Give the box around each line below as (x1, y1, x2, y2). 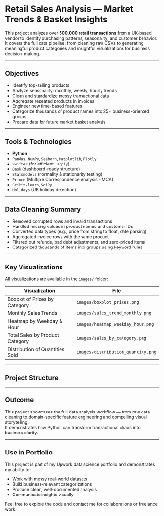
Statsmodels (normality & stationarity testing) (12, 171, 102, 177)
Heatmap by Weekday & (7, 318, 62, 325)
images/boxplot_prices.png (76, 299, 139, 305)
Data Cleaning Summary (5, 205, 81, 213)
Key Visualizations (5, 263, 63, 271)
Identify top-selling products (12, 82, 70, 88)
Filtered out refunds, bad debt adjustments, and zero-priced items (12, 239, 145, 245)
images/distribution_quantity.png (76, 350, 157, 355)
